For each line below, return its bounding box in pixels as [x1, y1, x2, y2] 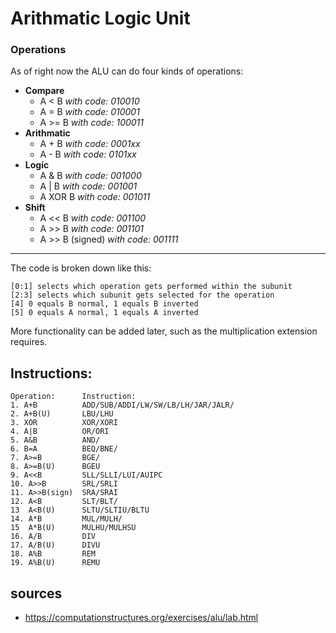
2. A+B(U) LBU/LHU [10, 409, 114, 419]
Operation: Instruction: [10, 392, 137, 402]
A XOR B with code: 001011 [39, 191, 151, 203]
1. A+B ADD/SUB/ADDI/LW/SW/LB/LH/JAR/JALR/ [10, 400, 235, 411]
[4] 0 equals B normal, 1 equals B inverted [10, 299, 199, 309]
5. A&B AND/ [10, 435, 101, 446]
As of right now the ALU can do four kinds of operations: [10, 65, 244, 77]
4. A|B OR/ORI [10, 427, 110, 437]
